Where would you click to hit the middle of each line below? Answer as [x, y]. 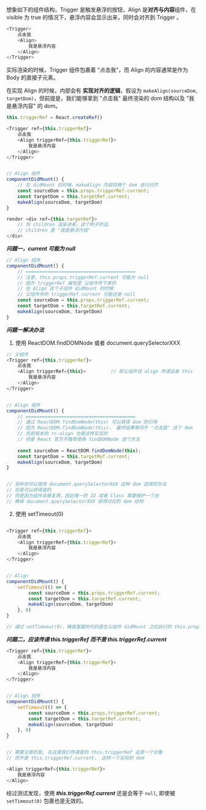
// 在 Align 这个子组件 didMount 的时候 [65, 289]
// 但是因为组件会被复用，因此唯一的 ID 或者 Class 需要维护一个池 [83, 496]
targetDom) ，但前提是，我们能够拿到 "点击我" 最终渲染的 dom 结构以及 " [98, 98]
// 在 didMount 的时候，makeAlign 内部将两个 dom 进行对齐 [88, 185]
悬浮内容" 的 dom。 [36, 106]
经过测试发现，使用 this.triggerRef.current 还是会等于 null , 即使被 [91, 793]
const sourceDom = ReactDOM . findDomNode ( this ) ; [79, 450]
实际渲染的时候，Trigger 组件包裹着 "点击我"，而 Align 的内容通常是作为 [97, 70]
